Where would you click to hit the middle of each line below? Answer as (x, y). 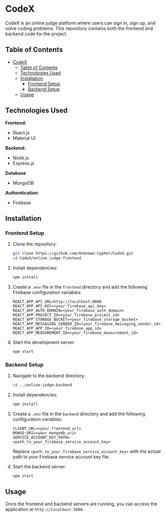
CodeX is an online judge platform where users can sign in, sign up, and (80, 23)
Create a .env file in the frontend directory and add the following (80, 287)
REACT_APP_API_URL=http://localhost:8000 (57, 301)
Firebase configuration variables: (47, 292)
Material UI (24, 138)
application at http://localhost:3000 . (45, 509)
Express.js (23, 163)
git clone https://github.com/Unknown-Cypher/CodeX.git (73, 253)
